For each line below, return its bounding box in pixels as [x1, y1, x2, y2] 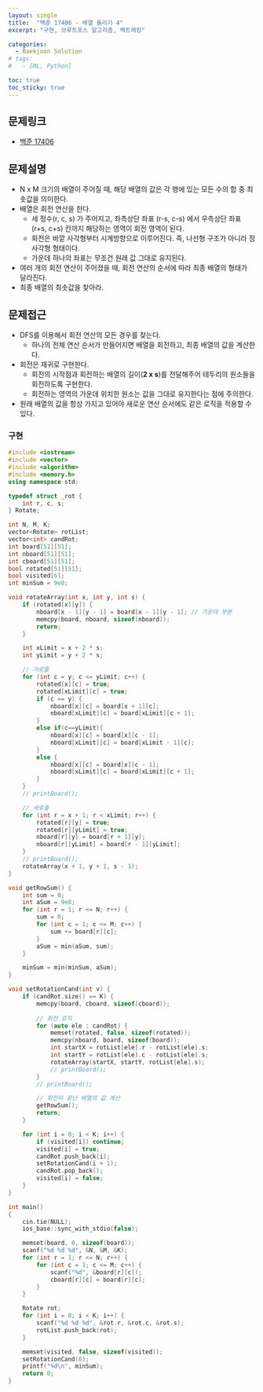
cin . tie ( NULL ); [22, 1218, 72, 1225]
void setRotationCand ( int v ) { [8, 985, 111, 994]
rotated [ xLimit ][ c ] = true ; [36, 687, 128, 695]
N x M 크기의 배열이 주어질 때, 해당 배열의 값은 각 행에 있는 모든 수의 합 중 [19, 185, 246, 194]
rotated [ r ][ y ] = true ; [36, 819, 111, 826]
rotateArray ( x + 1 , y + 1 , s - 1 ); [22, 862, 139, 870]
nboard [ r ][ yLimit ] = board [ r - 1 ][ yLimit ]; [36, 841, 181, 848]
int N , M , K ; [8, 521, 51, 529]
